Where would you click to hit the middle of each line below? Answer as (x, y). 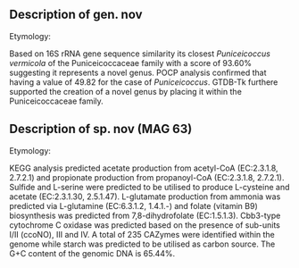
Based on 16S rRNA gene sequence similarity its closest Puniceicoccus (140, 54)
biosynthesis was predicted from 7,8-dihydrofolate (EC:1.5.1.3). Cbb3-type (145, 215)
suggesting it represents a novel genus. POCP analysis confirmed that (138, 72)
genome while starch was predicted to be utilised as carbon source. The (142, 244)
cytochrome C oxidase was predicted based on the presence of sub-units (145, 225)
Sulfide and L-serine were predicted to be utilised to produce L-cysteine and (149, 187)
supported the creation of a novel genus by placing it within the (126, 91)
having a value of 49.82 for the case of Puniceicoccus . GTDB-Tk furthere (144, 82)
